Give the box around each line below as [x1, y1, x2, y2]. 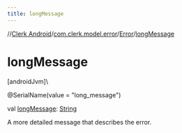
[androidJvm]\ [7, 77, 49, 85]
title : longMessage [7, 10, 64, 17]
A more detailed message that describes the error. [7, 118, 152, 126]
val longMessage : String [7, 104, 77, 113]
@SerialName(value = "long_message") [7, 90, 121, 99]
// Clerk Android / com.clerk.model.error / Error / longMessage [7, 29, 175, 38]
